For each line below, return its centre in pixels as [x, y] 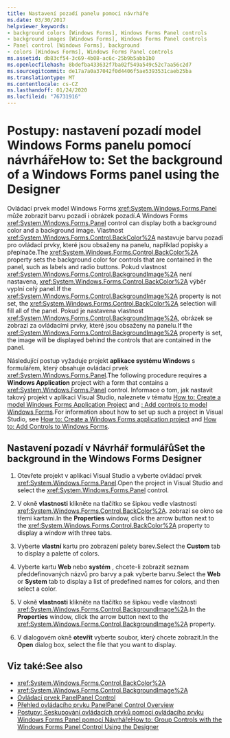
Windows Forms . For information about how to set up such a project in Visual [115, 412]
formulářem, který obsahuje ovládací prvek [68, 368]
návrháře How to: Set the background [115, 160]
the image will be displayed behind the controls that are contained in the [109, 340]
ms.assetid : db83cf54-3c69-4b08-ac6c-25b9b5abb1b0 [81, 59]
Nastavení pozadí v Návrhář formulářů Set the [106, 448]
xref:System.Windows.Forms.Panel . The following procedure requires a [107, 375]
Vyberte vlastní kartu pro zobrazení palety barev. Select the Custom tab [119, 546]
